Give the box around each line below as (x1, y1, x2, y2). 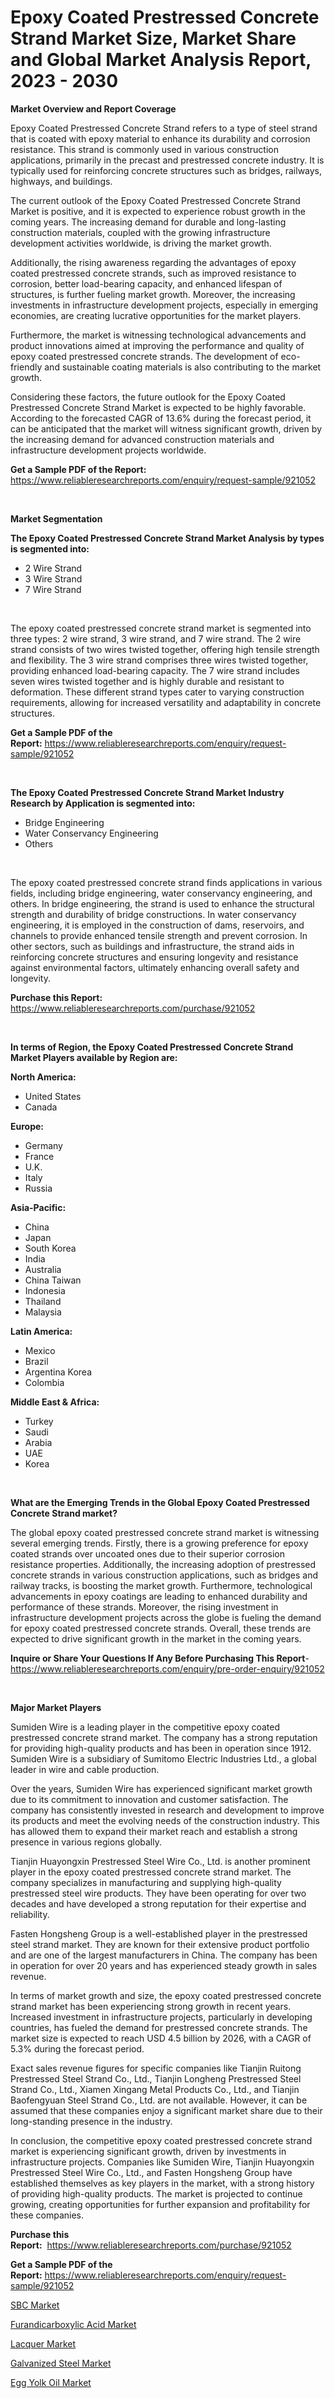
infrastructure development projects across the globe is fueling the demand (10, 1611, 322, 1623)
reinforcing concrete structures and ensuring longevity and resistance (10, 951, 299, 963)
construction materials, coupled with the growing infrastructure (10, 226, 271, 238)
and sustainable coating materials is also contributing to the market (44, 361, 322, 373)
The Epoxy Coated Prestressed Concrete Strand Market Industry (10, 786, 285, 798)
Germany (24, 1139, 63, 1151)
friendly (10, 361, 43, 373)
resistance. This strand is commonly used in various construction (10, 143, 279, 155)
